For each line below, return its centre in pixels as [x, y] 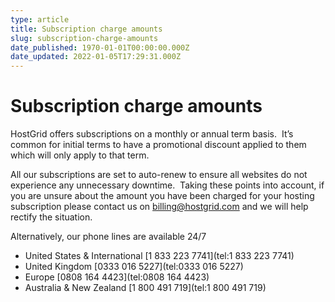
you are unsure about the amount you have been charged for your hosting [162, 196]
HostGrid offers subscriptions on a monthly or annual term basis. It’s [152, 134]
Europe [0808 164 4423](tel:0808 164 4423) [117, 277]
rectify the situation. [51, 217]
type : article [40, 19]
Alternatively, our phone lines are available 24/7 [108, 237]
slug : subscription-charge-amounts [84, 38]
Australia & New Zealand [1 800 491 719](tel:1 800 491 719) [145, 288]
